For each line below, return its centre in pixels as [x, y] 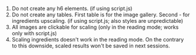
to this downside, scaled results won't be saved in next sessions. [91, 46]
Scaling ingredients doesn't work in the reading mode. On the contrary [98, 39]
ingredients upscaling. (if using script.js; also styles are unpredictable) [97, 21]
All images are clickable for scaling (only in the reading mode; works [95, 27]
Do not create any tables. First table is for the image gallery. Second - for [101, 15]
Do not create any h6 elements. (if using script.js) [72, 8]
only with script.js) [34, 33]
